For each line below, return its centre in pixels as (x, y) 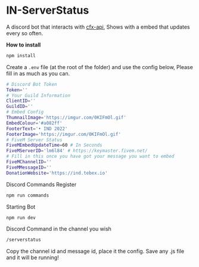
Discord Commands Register (41, 184)
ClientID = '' (21, 101)
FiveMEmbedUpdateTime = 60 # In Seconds (54, 145)
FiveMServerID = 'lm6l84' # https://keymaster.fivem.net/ (77, 151)
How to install (24, 45)
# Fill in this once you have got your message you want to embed (90, 156)
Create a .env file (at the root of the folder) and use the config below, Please (100, 67)
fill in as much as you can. (38, 73)
